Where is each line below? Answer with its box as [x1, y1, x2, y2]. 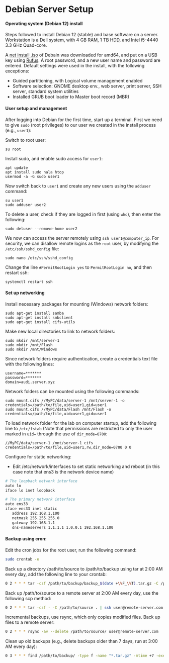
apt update [5, 165, 28, 170]
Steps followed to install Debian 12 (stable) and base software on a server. [5, 32, 159, 38]
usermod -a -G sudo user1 [5, 174, 59, 179]
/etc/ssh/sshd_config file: [5, 245, 59, 252]
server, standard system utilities [12, 88, 79, 94]
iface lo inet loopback [5, 488, 55, 493]
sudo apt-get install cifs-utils [5, 319, 75, 325]
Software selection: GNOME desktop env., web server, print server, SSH [12, 83, 162, 89]
